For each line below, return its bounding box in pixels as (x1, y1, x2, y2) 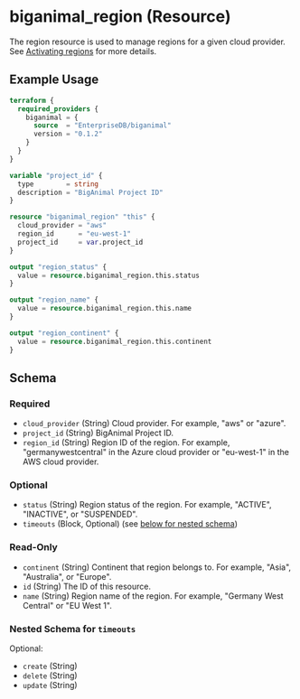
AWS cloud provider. (22, 456, 99, 467)
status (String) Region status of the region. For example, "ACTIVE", (22, 499, 273, 510)
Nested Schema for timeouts (9, 622, 136, 635)
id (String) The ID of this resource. (22, 581, 152, 592)
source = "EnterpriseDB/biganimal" (33, 121, 172, 130)
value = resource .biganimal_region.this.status (17, 271, 201, 280)
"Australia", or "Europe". (22, 571, 112, 582)
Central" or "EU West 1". (22, 600, 113, 610)
